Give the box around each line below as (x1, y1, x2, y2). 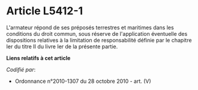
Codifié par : (6, 66, 36, 73)
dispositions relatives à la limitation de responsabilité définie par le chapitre (6, 36, 192, 44)
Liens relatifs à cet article (6, 54, 71, 61)
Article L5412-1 (6, 4, 83, 18)
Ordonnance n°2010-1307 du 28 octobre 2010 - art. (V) (14, 77, 151, 85)
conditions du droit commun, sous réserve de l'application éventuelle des (6, 30, 188, 37)
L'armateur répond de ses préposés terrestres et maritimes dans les (6, 24, 174, 31)
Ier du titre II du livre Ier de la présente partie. (6, 43, 118, 50)
